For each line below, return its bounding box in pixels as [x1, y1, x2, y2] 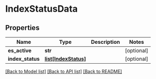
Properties [5, 23, 40, 32]
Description [91, 39, 120, 45]
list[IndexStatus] [44, 56, 86, 62]
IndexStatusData [5, 3, 78, 15]
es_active [8, 47, 32, 54]
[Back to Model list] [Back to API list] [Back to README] [5, 68, 122, 74]
